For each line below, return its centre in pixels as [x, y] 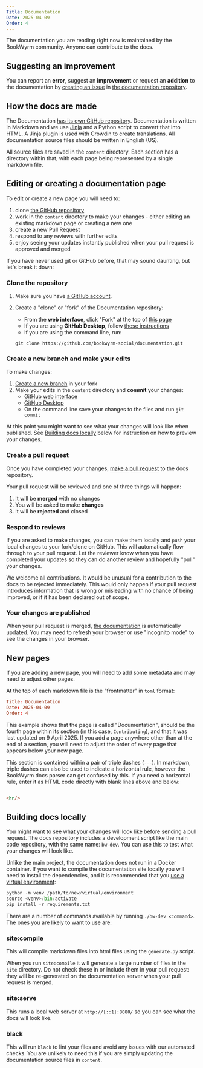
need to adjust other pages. [41, 679]
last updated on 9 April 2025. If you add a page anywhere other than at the [99, 737]
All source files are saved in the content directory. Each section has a [92, 152]
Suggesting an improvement [61, 66]
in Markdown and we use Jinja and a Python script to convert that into [93, 127]
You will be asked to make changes [59, 505]
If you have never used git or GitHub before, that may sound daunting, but [98, 260]
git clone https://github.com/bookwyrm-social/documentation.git [99, 343]
